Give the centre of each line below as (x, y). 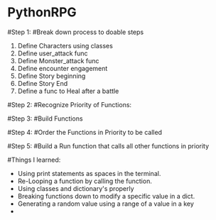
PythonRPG (42, 12)
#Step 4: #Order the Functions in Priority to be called (85, 132)
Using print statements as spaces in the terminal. (89, 173)
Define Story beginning (52, 76)
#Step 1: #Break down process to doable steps (76, 32)
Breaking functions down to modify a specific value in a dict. (106, 196)
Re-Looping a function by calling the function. (85, 181)
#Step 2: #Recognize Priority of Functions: (70, 104)
